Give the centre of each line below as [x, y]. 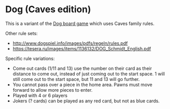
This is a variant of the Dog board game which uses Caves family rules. [80, 23]
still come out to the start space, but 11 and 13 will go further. [76, 79]
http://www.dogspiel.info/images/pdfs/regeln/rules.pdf [70, 43]
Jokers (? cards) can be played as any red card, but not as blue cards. [86, 101]
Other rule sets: [22, 33]
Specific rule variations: [30, 58]
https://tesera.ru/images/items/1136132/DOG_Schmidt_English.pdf [82, 48]
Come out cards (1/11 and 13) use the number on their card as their [82, 68]
